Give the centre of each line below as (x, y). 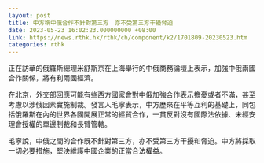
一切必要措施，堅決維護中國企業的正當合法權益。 (87, 151)
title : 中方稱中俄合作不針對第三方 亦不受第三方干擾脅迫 (91, 23)
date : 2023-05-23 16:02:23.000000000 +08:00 (82, 30)
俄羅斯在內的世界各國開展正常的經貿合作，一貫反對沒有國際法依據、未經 (132, 114)
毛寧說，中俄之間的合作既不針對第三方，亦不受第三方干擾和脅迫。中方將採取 (132, 141)
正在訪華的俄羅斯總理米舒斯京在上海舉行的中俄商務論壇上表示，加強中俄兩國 (132, 69)
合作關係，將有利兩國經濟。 (53, 78)
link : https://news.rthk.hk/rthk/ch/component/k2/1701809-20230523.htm (128, 37)
